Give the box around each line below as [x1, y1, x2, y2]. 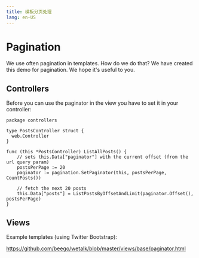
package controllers [6, 117, 58, 123]
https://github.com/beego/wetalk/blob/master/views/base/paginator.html [6, 245, 186, 252]
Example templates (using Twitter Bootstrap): [6, 233, 118, 241]
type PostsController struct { [6, 128, 84, 134]
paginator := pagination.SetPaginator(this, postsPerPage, [17, 170, 167, 176]
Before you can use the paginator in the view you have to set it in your [6, 99, 179, 107]
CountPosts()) [6, 175, 42, 181]
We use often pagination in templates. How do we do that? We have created [6, 60, 193, 67]
